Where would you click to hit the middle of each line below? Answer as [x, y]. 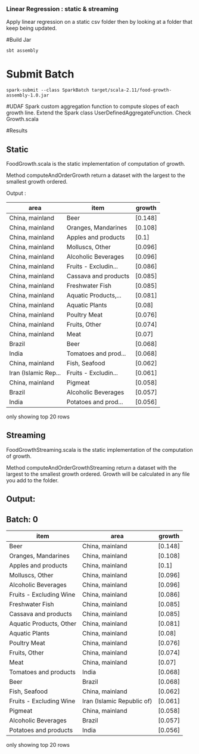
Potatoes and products [41, 730]
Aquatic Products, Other [43, 623]
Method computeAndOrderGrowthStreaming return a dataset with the [91, 467]
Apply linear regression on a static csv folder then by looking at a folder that [99, 22]
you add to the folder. [32, 480]
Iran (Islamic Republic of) [117, 701]
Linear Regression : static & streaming [62, 9]
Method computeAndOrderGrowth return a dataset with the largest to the [96, 175]
